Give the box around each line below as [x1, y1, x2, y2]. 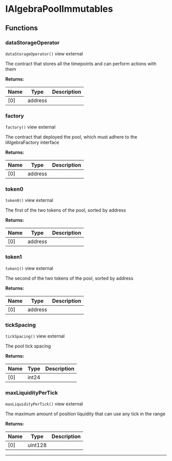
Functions [5, 24, 38, 32]
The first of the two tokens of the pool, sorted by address [5, 207, 126, 213]
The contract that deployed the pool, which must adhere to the [5, 134, 137, 140]
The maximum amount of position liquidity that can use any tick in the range [5, 411, 165, 417]
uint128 [27, 441, 47, 449]
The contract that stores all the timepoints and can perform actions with [5, 60, 157, 67]
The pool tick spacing [5, 343, 51, 349]
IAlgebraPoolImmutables [5, 3, 114, 15]
